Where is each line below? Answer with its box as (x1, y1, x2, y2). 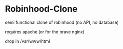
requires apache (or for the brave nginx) (5, 29, 85, 34)
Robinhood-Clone (5, 3, 78, 15)
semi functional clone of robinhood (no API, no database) (5, 19, 119, 25)
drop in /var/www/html (5, 38, 50, 44)
